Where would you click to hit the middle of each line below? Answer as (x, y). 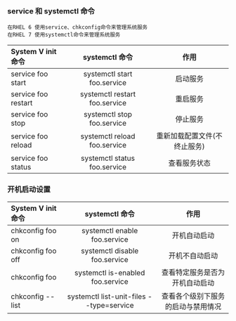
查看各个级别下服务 (193, 296)
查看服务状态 (189, 163)
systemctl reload (108, 136)
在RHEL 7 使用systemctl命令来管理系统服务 (64, 35)
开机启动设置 (29, 190)
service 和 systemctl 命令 (51, 11)
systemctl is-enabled (110, 273)
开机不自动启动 (193, 256)
